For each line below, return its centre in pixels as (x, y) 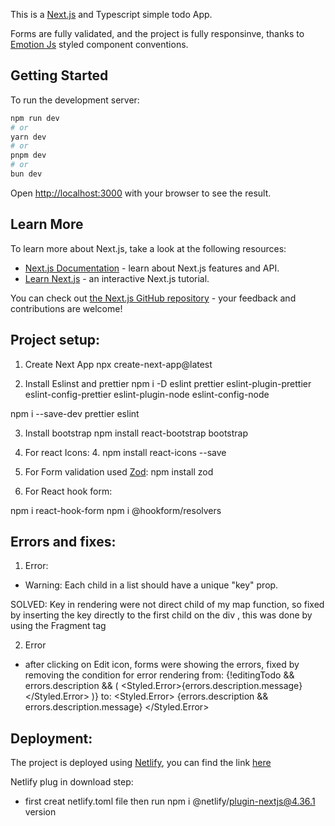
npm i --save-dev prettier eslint (75, 413)
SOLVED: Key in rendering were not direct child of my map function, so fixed (167, 605)
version (40, 812)
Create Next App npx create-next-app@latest (118, 364)
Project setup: (55, 340)
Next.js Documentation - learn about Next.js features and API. (152, 268)
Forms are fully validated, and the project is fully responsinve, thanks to (157, 33)
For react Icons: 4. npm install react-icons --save (125, 452)
